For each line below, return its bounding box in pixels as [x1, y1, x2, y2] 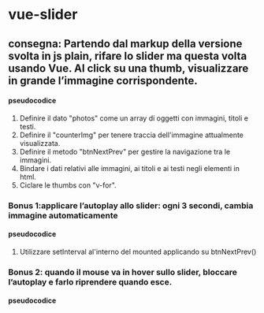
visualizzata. [19, 138, 61, 147]
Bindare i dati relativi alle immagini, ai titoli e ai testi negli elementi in [19, 163, 240, 173]
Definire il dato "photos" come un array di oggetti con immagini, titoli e [19, 113, 248, 123]
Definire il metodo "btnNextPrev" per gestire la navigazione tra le [19, 147, 231, 156]
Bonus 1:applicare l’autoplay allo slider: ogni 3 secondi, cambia [8, 199, 254, 211]
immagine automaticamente [8, 210, 118, 221]
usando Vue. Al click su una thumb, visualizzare [8, 61, 249, 75]
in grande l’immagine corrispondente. [8, 73, 199, 88]
